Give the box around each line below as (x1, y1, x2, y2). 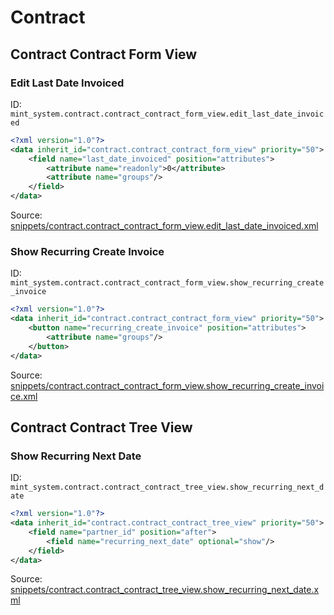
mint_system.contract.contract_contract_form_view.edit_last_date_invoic (10, 109, 325, 119)
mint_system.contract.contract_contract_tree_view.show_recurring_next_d (10, 482, 325, 493)
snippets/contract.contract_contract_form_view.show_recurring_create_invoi (10, 379, 325, 391)
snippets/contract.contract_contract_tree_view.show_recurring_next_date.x (10, 584, 320, 596)
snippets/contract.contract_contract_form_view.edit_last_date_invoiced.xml (10, 220, 319, 231)
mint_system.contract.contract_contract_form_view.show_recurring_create (10, 278, 325, 288)
